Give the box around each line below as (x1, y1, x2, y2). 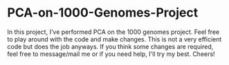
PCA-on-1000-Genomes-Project (7, 5, 199, 21)
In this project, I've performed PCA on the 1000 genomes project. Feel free (7, 28, 220, 36)
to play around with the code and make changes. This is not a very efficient (7, 35, 222, 43)
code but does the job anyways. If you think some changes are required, (7, 42, 214, 50)
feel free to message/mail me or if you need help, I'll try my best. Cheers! (7, 50, 216, 58)
